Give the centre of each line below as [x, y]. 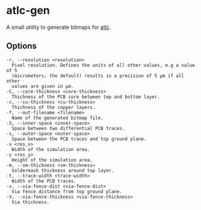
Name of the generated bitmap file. [57, 118]
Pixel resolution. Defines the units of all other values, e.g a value [104, 65]
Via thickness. [31, 202]
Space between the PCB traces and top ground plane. [79, 139]
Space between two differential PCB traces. [68, 128]
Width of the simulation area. [51, 149]
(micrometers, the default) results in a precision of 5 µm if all [98, 76]
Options [22, 46]
